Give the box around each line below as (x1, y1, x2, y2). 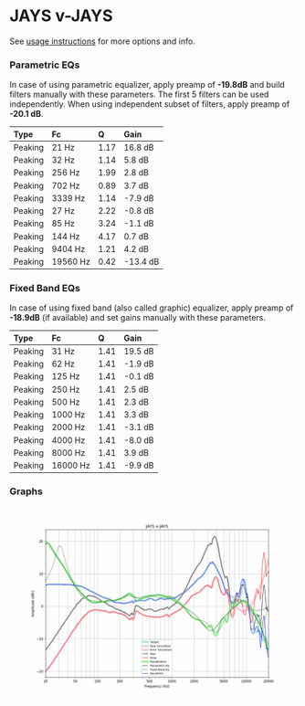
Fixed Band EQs (9, 281, 80, 294)
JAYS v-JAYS (9, 5, 113, 26)
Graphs (9, 485, 43, 498)
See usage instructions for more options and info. (9, 36, 196, 47)
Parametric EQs (9, 58, 80, 71)
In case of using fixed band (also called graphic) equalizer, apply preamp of (9, 302, 294, 313)
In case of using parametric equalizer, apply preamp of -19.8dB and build (9, 79, 285, 90)
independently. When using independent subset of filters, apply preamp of (9, 99, 290, 110)
